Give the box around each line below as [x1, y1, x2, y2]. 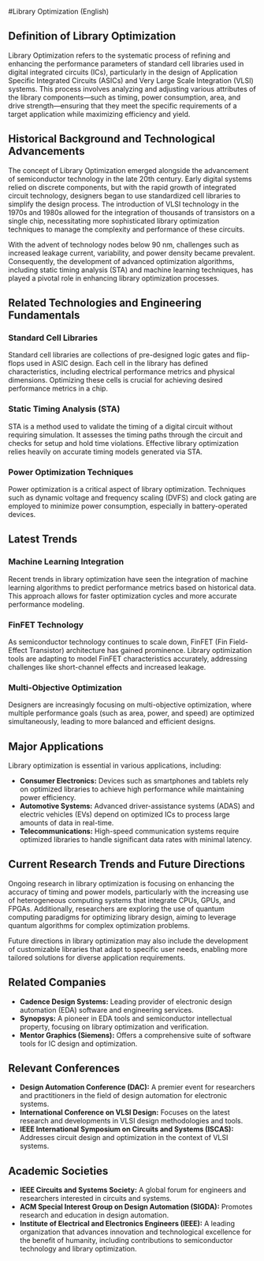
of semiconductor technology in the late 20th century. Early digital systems [8, 174, 252, 183]
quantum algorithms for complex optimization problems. [8, 920, 191, 930]
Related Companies [8, 976, 106, 989]
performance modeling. [8, 599, 85, 609]
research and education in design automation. [19, 1210, 169, 1220]
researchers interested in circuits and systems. [19, 1194, 172, 1203]
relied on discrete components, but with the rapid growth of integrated [8, 182, 236, 192]
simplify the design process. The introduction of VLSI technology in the [8, 199, 240, 209]
